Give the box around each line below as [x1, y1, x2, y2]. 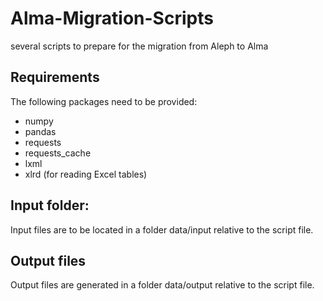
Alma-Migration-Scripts [10, 7, 214, 30]
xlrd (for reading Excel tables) [24, 168, 148, 180]
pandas [24, 125, 57, 137]
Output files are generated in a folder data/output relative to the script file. [10, 279, 315, 291]
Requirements [10, 69, 100, 86]
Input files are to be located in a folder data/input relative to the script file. [10, 223, 314, 236]
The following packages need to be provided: [10, 95, 198, 107]
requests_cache [24, 147, 92, 159]
